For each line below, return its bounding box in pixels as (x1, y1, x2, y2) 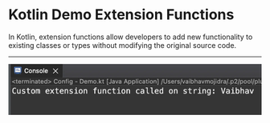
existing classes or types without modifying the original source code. (8, 40, 237, 50)
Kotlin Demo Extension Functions (8, 6, 235, 24)
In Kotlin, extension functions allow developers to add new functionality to (8, 32, 253, 42)
